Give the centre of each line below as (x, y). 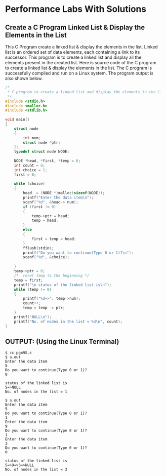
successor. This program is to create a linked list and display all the (73, 57)
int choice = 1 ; (31, 170)
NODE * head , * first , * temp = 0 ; (47, 161)
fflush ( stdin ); (39, 248)
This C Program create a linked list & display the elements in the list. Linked (82, 47)
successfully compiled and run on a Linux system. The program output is (79, 73)
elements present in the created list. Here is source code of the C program (81, 62)
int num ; (32, 138)
